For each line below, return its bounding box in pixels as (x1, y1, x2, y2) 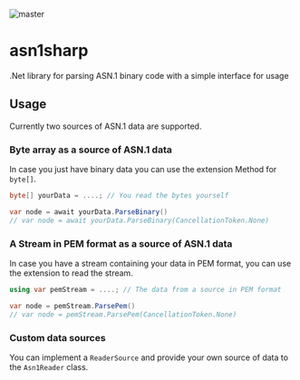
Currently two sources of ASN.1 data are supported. (9, 121, 202, 132)
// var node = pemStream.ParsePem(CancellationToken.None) (9, 309, 237, 319)
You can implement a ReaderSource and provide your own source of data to (9, 352, 288, 363)
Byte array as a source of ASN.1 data (9, 143, 172, 156)
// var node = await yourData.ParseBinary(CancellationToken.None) (9, 216, 270, 225)
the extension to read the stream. (9, 268, 133, 278)
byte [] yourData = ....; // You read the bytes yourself (9, 191, 229, 200)
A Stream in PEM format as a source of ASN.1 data (9, 237, 233, 249)
